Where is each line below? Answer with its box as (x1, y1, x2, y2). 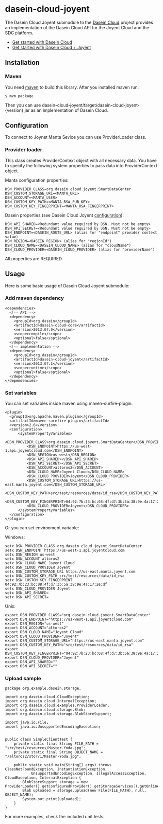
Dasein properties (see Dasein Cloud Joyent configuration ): (5, 212, 124, 218)
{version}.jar (5, 107, 30, 113)
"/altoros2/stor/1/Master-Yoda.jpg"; (5, 754, 81, 759)
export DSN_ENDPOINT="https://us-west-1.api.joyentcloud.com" (5, 617, 133, 622)
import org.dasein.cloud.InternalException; (5, 699, 97, 704)
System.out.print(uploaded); (22, 797, 81, 802)
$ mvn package (5, 93, 34, 98)
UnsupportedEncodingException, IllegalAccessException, (31, 771, 147, 776)
